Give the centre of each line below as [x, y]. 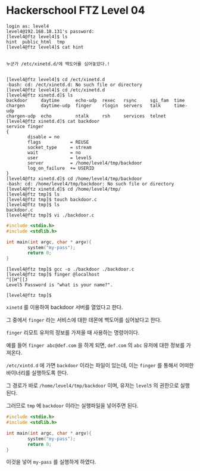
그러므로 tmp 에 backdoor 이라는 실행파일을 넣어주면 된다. [72, 405]
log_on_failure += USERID [61, 168]
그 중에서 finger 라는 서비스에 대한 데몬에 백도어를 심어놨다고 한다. [84, 320]
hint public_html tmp [36, 42]
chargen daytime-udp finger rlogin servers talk [84, 106]
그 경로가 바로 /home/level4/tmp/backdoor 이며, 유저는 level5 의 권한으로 [93, 386]
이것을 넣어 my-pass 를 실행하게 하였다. [51, 462]
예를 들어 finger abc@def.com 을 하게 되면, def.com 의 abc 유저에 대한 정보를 [96, 345]
